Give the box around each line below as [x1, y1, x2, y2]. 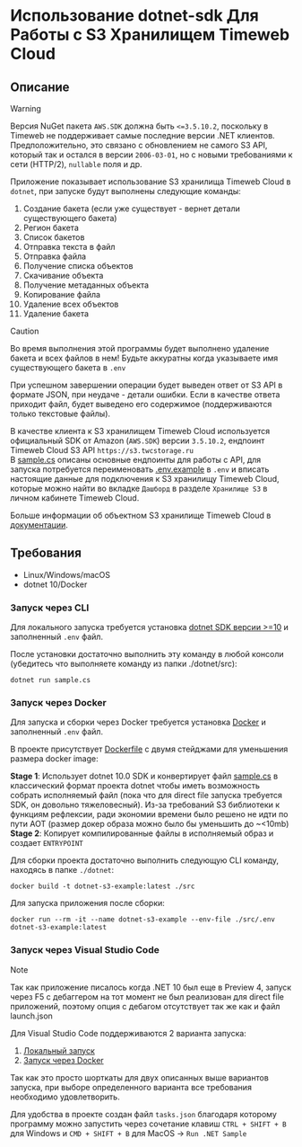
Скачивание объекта [22, 271, 104, 280]
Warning [10, 103, 41, 113]
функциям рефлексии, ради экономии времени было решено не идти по [10, 809, 289, 820]
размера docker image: [10, 753, 99, 764]
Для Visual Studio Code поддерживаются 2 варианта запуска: [10, 1027, 247, 1038]
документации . [10, 520, 68, 530]
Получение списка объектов [22, 261, 134, 271]
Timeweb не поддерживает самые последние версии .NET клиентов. [10, 130, 276, 140]
